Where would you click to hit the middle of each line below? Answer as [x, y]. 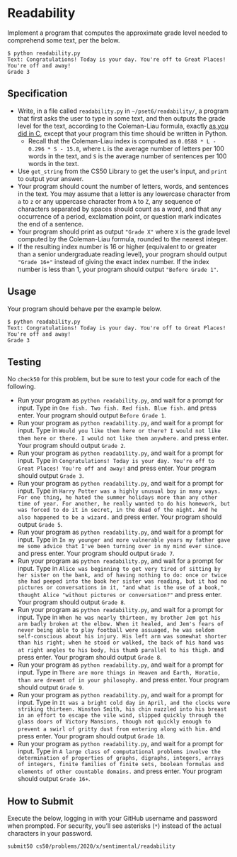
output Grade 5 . [40, 525]
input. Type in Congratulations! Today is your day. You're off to [116, 461]
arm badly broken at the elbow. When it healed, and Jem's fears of [121, 624]
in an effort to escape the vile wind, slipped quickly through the [121, 716]
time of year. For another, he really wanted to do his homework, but [124, 504]
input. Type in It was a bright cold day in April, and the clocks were [124, 703]
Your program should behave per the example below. [85, 309]
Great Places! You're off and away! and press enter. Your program [117, 468]
